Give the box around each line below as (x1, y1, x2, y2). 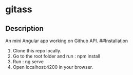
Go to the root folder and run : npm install (12, 53, 100, 59)
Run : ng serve (12, 59, 44, 65)
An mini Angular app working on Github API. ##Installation (5, 38, 128, 44)
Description (5, 24, 44, 33)
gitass (5, 4, 32, 15)
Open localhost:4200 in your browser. (12, 64, 93, 70)
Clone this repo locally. (12, 48, 62, 53)
